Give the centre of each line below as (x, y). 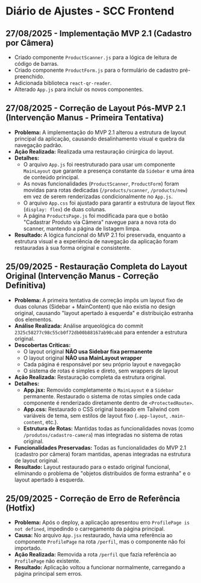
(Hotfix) (20, 508)
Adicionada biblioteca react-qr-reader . (63, 83)
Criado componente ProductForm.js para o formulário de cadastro (96, 70)
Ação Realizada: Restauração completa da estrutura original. (90, 377)
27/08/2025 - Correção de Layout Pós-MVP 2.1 (96, 108)
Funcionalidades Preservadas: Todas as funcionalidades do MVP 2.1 (100, 447)
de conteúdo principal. (51, 177)
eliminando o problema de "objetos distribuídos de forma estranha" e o (102, 473)
